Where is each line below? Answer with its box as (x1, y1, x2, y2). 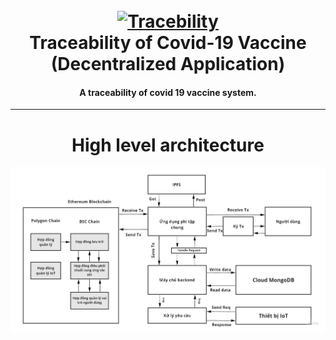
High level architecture (71, 134, 265, 156)
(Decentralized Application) (50, 53, 286, 76)
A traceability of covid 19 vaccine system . (79, 86, 257, 98)
